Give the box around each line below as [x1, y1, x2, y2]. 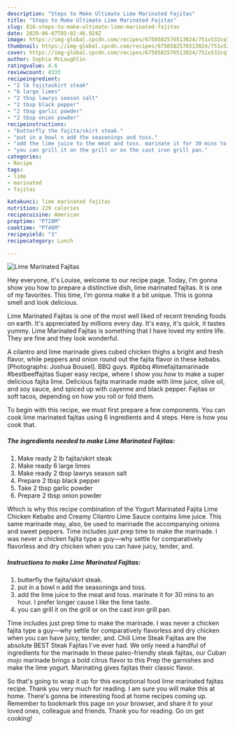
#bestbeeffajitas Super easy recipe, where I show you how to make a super [7, 370, 225, 378]
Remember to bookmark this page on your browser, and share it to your [7, 700, 213, 708]
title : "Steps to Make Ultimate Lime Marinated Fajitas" [7, 17, 177, 24]
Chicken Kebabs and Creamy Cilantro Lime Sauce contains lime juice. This [7, 512, 222, 521]
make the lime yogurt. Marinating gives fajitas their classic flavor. [7, 663, 194, 672]
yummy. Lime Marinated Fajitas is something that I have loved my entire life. [7, 326, 225, 335]
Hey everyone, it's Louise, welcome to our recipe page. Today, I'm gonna [7, 276, 218, 284]
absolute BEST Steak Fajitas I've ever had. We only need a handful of [7, 641, 206, 650]
